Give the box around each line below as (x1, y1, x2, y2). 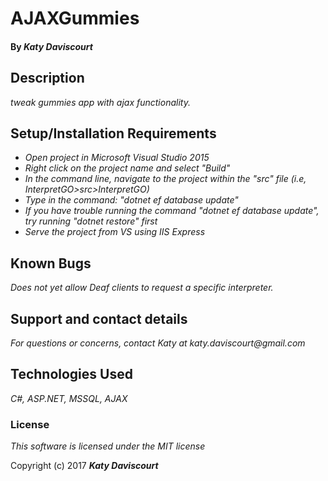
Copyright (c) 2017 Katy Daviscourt (10, 460, 159, 472)
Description (10, 70, 85, 87)
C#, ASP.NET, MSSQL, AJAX (10, 392, 128, 404)
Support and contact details (10, 310, 188, 327)
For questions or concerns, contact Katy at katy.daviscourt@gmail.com (10, 337, 306, 349)
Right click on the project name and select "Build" (24, 162, 231, 174)
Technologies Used (10, 366, 133, 383)
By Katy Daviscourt (10, 40, 93, 52)
